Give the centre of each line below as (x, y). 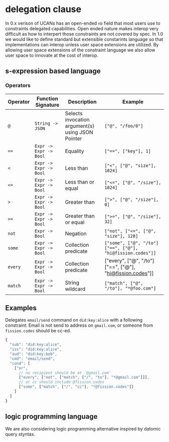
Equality (75, 151)
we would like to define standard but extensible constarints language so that (84, 39)
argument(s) (80, 126)
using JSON (79, 132)
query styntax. (20, 434)
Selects (74, 113)
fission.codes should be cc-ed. (38, 331)
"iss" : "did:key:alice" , (36, 349)
